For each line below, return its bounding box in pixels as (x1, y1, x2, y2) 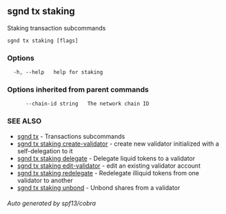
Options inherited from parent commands (7, 85, 150, 95)
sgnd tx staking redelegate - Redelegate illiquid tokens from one (17, 168, 200, 177)
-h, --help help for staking (13, 69, 103, 76)
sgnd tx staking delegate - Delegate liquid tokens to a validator (17, 154, 196, 162)
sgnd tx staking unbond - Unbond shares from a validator (17, 183, 181, 192)
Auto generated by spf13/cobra (7, 200, 96, 208)
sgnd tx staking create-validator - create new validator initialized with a (17, 139, 219, 148)
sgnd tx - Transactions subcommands (17, 132, 125, 140)
